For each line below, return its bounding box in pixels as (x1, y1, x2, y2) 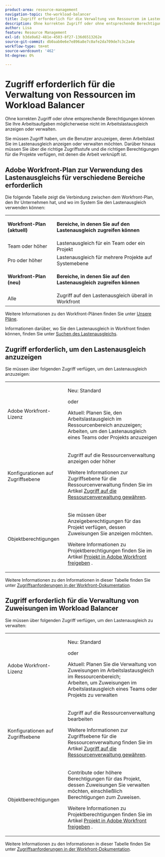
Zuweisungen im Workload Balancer (5, 604, 119, 613)
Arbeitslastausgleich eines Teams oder (67, 685, 157, 692)
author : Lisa (5, 26, 32, 31)
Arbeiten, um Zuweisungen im (67, 679, 137, 686)
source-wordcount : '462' (5, 48, 56, 53)
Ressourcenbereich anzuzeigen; (67, 422, 142, 428)
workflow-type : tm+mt (5, 44, 50, 49)
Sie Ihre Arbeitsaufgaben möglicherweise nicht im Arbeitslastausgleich (5, 121, 148, 127)
